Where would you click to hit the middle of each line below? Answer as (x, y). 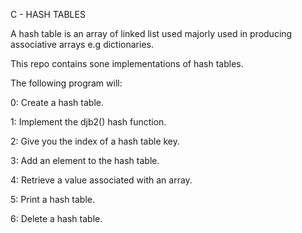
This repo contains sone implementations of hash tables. (127, 63)
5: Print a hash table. (53, 199)
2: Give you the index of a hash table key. (95, 141)
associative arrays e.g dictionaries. (82, 44)
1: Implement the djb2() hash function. (88, 122)
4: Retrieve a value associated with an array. (101, 180)
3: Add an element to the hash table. (85, 160)
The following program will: (66, 83)
